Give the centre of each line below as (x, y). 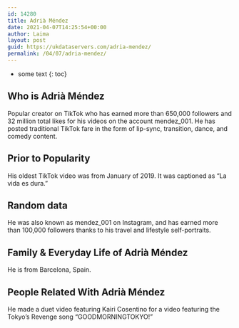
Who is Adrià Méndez (56, 96)
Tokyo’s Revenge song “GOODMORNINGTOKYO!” (80, 317)
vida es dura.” (28, 183)
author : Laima (29, 34)
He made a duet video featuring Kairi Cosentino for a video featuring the (113, 309)
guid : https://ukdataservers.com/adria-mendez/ (80, 47)
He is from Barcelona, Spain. (49, 270)
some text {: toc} (42, 74)
